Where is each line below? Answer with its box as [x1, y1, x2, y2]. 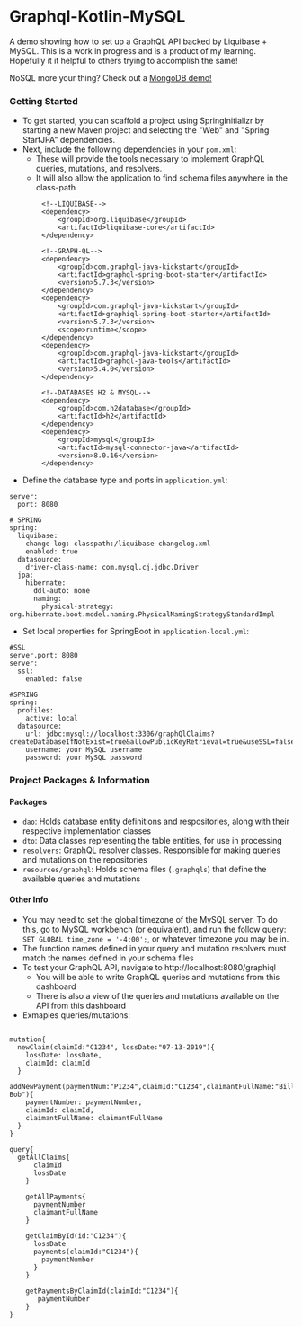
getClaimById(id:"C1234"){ [25, 1231, 127, 1241]
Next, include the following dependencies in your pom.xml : [22, 144, 237, 155]
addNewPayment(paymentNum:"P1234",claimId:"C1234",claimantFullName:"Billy [9, 1082, 299, 1091]
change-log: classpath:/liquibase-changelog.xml [25, 539, 211, 549]
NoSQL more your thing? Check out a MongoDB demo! [9, 72, 213, 83]
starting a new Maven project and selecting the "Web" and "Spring [22, 125, 270, 136]
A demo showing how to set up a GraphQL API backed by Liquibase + [9, 36, 268, 47]
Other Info [9, 894, 49, 905]
